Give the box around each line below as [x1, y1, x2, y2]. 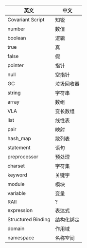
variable [7, 190, 26, 196]
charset [7, 163, 25, 169]
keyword [7, 172, 28, 178]
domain [7, 225, 25, 232]
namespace [7, 234, 35, 241]
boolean [7, 35, 26, 41]
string [7, 90, 21, 96]
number [7, 25, 26, 32]
